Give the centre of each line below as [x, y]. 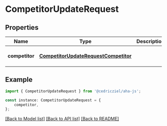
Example [19, 80]
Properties [22, 28]
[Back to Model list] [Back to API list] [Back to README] [62, 119]
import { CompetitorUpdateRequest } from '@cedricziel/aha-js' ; [73, 91]
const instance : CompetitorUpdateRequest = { [53, 100]
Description [151, 41]
